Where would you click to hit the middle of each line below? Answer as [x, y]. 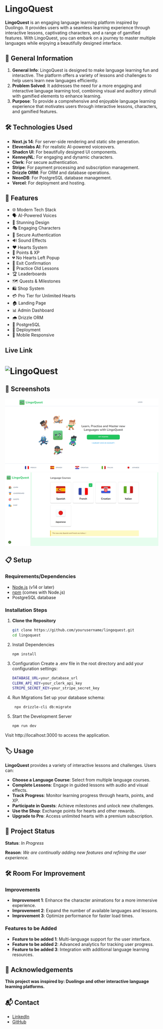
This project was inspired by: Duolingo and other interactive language [77, 981]
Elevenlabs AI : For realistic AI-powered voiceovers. [63, 146]
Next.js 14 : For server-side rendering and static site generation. [76, 142]
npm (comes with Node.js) [39, 592]
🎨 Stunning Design [31, 223]
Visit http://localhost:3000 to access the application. [58, 735]
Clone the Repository [34, 621]
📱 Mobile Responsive [33, 335]
